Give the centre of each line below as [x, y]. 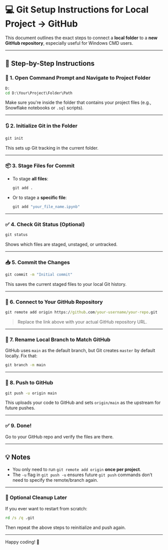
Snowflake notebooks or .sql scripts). [44, 108]
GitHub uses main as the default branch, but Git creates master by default [80, 351]
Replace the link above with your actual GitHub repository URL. [82, 322]
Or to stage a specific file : [39, 197]
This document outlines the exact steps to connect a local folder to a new [81, 38]
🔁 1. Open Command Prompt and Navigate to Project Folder [78, 78]
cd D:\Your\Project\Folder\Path [39, 93]
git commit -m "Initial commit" [39, 275]
